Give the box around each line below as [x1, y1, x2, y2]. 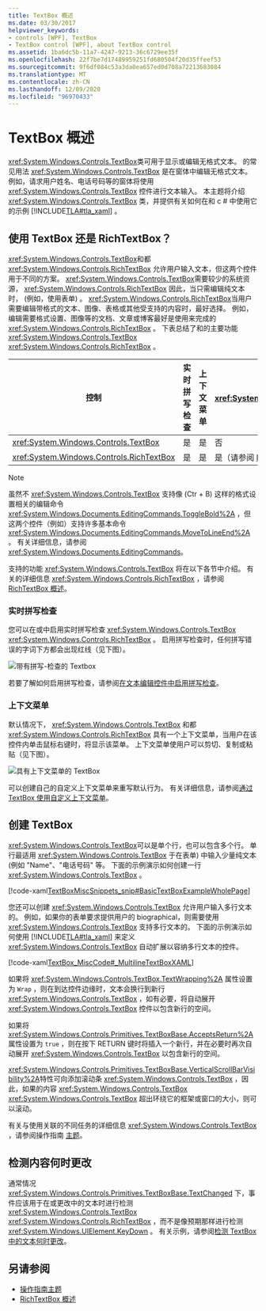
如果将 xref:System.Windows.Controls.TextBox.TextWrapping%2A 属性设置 [8, 975, 253, 984]
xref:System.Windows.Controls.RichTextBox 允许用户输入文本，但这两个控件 [8, 264, 257, 273]
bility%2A [8, 1074, 40, 1084]
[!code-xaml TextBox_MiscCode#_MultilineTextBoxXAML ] [8, 958, 194, 967]
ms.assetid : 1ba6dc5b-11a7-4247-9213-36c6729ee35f [8, 48, 179, 56]
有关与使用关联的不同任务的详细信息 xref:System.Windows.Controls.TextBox [8, 1121, 257, 1130]
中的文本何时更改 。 [8, 1237, 71, 1246]
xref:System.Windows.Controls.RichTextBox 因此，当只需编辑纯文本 [23, 284, 245, 293]
